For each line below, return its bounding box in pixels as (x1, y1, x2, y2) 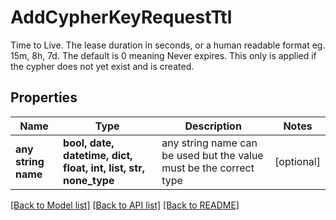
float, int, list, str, (63, 161, 145, 175)
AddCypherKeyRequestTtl (10, 6, 233, 29)
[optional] (274, 154, 321, 168)
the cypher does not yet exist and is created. (10, 60, 195, 72)
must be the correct (161, 161, 255, 175)
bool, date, (63, 136, 115, 150)
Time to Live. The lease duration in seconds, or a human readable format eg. (10, 39, 326, 51)
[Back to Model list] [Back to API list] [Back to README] (10, 199, 240, 211)
